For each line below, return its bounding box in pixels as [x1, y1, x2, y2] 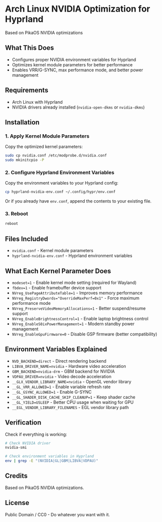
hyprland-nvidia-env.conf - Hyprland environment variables [12, 253, 133, 259]
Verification [5, 418, 42, 427]
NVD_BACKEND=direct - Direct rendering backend [12, 358, 106, 364]
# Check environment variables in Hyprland [5, 454, 94, 459]
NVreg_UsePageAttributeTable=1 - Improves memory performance [12, 290, 143, 296]
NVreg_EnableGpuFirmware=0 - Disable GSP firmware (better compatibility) [12, 331, 157, 337]
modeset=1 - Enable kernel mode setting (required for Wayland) [12, 280, 137, 285]
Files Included [5, 235, 48, 243]
